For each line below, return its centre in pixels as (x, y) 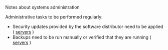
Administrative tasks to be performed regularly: (54, 17)
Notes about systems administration (42, 7)
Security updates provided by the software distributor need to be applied (88, 26)
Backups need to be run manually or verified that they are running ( (82, 37)
